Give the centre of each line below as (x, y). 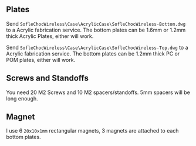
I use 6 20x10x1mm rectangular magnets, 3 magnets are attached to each (92, 131)
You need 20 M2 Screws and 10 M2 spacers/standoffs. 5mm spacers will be (98, 92)
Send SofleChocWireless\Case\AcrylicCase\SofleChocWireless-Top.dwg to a (97, 47)
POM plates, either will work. (41, 60)
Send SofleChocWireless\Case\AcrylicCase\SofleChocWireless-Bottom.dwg (96, 23)
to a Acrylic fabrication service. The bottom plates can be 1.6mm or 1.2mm (96, 30)
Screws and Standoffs (48, 78)
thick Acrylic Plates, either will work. (50, 36)
